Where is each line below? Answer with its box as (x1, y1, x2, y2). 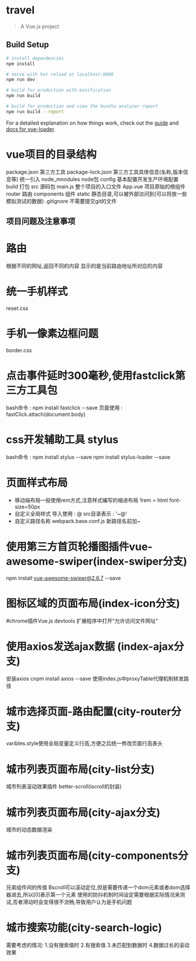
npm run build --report (6, 109, 64, 115)
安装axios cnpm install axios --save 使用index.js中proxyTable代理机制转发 (6, 675, 184, 682)
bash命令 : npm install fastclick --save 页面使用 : (6, 404, 123, 411)
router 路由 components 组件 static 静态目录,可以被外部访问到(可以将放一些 (6, 190, 187, 197)
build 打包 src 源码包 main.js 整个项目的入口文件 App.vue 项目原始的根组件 (6, 182, 185, 190)
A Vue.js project (20, 23, 60, 30)
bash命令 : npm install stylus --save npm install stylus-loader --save (6, 453, 171, 460)
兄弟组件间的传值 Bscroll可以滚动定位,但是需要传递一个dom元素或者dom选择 (6, 884, 191, 891)
